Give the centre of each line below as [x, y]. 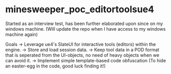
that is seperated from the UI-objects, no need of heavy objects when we [82, 55]
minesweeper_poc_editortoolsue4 [80, 9]
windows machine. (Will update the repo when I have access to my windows [86, 29]
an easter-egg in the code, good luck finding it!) [56, 66]
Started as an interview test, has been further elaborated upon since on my [84, 23]
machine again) [22, 34]
